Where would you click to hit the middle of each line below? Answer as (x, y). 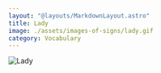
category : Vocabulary (45, 38)
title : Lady (28, 23)
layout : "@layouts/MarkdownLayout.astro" (79, 16)
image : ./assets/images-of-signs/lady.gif (81, 30)
